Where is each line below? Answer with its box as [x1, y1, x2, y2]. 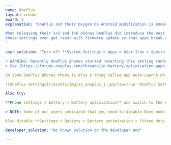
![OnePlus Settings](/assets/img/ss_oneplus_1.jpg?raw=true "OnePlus [5, 82, 156, 87]
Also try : [5, 91, 26, 96]
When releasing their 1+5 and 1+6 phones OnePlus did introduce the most [5, 31, 165, 36]
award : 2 [5, 17, 24, 22]
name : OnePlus [5, 7, 36, 13]
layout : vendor [5, 12, 38, 17]
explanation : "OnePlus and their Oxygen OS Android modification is [5, 21, 154, 27]
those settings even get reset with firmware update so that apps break [5, 36, 163, 41]
